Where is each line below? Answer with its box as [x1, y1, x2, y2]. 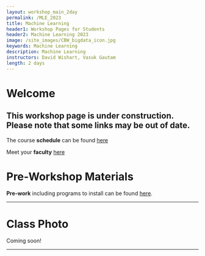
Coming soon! [6, 237, 41, 244]
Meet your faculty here [6, 148, 65, 156]
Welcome [6, 86, 56, 100]
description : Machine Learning [6, 49, 86, 55]
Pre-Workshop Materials [6, 169, 134, 183]
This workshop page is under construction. [6, 111, 174, 121]
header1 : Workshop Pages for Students [6, 26, 105, 32]
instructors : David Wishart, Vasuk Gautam [6, 54, 116, 60]
